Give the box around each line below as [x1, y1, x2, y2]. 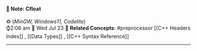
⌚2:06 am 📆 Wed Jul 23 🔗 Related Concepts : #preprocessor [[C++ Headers [6, 24, 191, 32]
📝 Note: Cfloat [6, 5, 41, 12]
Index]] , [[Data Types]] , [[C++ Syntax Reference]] [6, 33, 129, 40]
